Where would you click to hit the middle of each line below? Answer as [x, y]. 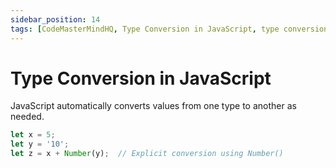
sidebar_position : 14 [55, 19]
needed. [27, 117]
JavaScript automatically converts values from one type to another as [153, 106]
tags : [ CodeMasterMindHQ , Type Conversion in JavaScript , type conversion [169, 29]
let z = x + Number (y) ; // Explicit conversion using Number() [147, 154]
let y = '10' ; [40, 144]
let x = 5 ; [33, 135]
